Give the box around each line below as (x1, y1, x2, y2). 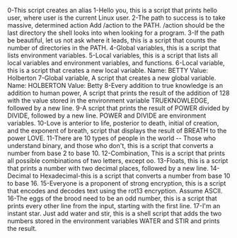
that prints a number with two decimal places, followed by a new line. (7, 164, 209, 172)
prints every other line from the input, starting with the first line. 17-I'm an (7, 202, 221, 210)
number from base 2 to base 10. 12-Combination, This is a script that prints (7, 149, 225, 157)
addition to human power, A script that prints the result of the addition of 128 (7, 89, 230, 97)
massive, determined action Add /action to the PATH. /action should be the (7, 21, 225, 29)
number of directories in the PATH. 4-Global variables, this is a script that (7, 44, 221, 52)
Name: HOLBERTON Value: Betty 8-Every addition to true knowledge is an (7, 81, 224, 89)
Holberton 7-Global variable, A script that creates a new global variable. (7, 74, 216, 82)
